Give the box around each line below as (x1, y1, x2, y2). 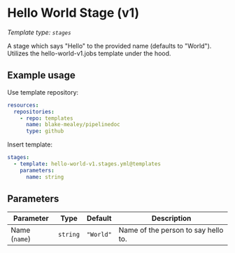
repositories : (13, 108, 55, 115)
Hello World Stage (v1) (7, 5, 140, 21)
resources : (7, 102, 39, 109)
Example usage (7, 69, 76, 81)
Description (151, 214, 192, 224)
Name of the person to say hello (118, 226, 224, 235)
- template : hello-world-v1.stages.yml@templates (13, 160, 161, 167)
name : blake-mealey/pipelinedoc (25, 121, 120, 128)
